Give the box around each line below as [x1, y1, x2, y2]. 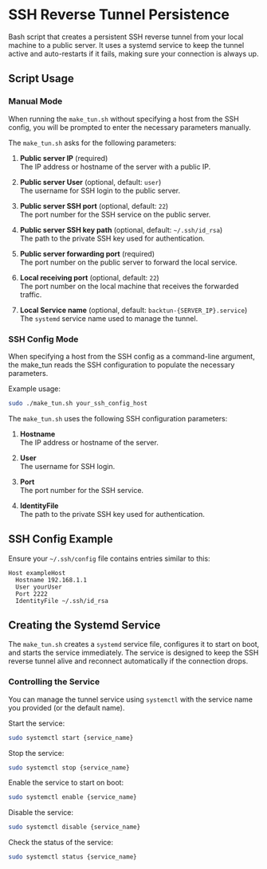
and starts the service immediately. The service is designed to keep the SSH [8, 648, 259, 658]
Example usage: [8, 384, 61, 393]
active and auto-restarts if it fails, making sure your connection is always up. [8, 49, 259, 58]
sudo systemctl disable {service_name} [8, 823, 141, 832]
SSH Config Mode [8, 333, 79, 344]
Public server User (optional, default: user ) [19, 177, 162, 186]
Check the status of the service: [8, 838, 114, 847]
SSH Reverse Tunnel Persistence [8, 6, 230, 24]
